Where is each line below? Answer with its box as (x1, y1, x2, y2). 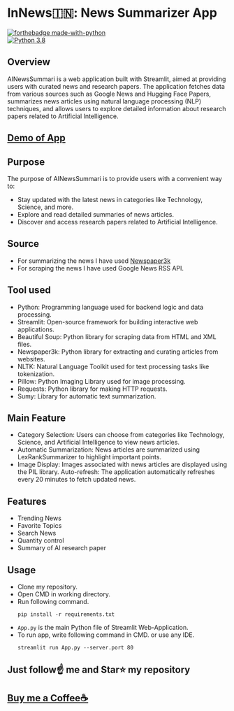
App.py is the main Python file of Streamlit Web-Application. (17, 624, 189, 632)
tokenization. (17, 369, 55, 378)
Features (7, 495, 47, 508)
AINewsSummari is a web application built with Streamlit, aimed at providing (7, 75, 226, 83)
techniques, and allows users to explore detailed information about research (7, 104, 226, 113)
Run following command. (17, 598, 89, 606)
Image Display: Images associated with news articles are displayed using (17, 460, 228, 469)
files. (17, 340, 32, 348)
